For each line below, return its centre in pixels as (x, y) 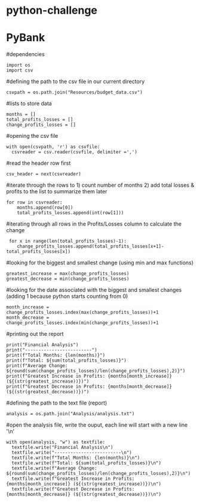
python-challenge (52, 10)
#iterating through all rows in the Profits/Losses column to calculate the (94, 224)
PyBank (26, 38)
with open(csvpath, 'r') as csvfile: (53, 147)
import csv (20, 70)
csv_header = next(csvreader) (44, 174)
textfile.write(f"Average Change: (54, 468)
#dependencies (25, 54)
